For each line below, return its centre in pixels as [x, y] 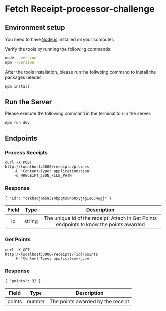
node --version [21, 58]
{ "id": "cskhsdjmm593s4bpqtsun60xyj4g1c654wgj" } [58, 198]
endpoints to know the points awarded [101, 225]
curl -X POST [19, 162]
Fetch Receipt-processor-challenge [80, 9]
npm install [17, 86]
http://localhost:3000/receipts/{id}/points [52, 254]
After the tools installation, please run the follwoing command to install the [81, 72]
